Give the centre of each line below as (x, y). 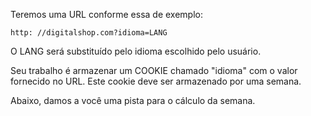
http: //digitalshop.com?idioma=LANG (89, 33)
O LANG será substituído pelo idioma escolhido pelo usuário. (136, 51)
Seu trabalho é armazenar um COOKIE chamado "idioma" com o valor (154, 70)
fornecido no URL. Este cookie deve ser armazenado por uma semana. (156, 81)
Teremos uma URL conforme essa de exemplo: (106, 14)
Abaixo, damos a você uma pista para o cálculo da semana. (133, 100)
